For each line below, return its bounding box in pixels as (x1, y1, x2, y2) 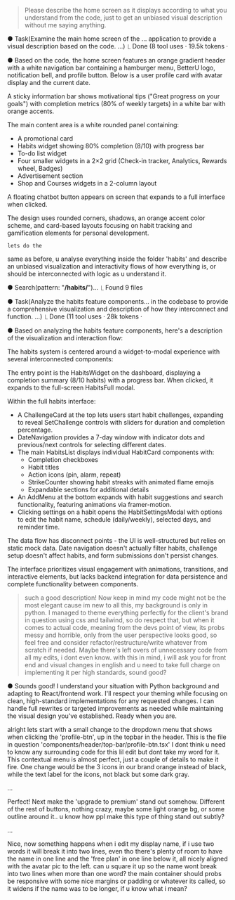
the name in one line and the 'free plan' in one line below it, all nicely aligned (7, 854, 228, 863)
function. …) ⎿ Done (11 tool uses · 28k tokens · (7, 312, 142, 321)
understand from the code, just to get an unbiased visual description (24, 13, 223, 22)
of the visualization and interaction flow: (7, 334, 123, 342)
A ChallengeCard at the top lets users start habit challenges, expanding (17, 411, 224, 419)
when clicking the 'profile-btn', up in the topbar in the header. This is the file (7, 733, 227, 741)
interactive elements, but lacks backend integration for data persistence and (7, 572, 228, 581)
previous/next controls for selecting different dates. (17, 441, 166, 449)
